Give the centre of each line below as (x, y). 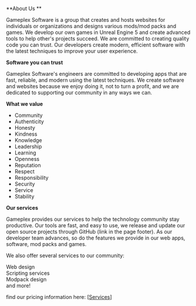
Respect (25, 172)
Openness (27, 159)
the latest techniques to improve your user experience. (72, 51)
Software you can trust (35, 62)
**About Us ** (24, 9)
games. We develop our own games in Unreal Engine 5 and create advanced (98, 32)
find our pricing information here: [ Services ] (59, 297)
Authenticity (29, 122)
